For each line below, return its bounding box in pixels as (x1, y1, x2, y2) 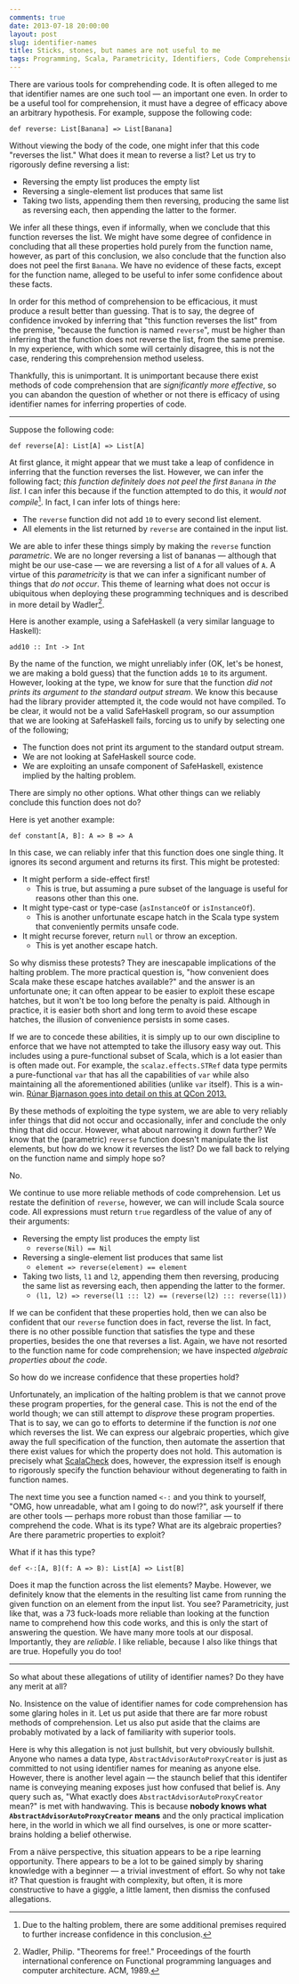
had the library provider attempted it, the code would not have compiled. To (9, 696, 287, 707)
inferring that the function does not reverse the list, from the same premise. (9, 334, 286, 344)
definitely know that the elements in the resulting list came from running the (9, 1589, 287, 1600)
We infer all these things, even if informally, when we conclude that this (9, 222, 271, 233)
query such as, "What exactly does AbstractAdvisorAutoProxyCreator (9, 1791, 263, 1802)
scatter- (243, 1820, 273, 1831)
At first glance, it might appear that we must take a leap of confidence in (9, 457, 274, 468)
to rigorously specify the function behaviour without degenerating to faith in (9, 1465, 287, 1476)
